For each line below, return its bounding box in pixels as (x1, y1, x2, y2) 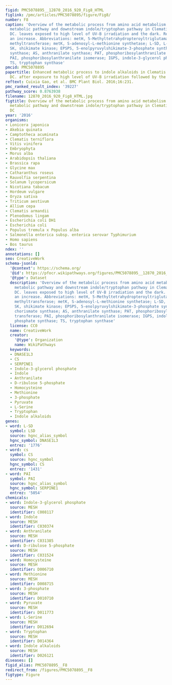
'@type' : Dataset (10, 275, 47, 280)
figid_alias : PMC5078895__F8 (5, 662, 68, 668)
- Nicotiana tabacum (5, 185, 50, 190)
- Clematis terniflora (5, 137, 54, 142)
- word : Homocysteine (5, 557, 52, 563)
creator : (10, 333, 29, 338)
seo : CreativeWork (5, 256, 45, 261)
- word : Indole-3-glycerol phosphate (5, 500, 86, 505)
